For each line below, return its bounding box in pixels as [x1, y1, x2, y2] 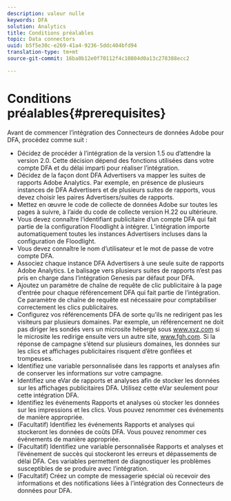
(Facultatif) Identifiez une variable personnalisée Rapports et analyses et [17, 442, 224, 451]
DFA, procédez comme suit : [7, 135, 88, 144]
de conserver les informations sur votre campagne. [17, 369, 163, 377]
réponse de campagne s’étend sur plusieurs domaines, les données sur [17, 340, 221, 348]
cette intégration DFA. [17, 391, 79, 399]
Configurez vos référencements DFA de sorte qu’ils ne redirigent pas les [17, 310, 223, 318]
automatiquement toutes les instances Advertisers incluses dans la [17, 229, 208, 238]
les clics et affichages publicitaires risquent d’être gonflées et [17, 346, 192, 355]
